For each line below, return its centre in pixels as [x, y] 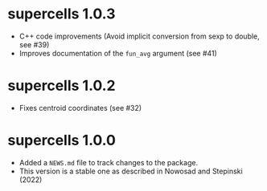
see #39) [34, 44]
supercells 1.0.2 [62, 86]
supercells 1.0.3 [62, 14]
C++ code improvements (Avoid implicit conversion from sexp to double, [140, 36]
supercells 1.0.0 [62, 140]
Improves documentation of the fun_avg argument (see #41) [118, 53]
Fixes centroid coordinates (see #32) [80, 108]
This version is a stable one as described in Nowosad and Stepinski [131, 171]
